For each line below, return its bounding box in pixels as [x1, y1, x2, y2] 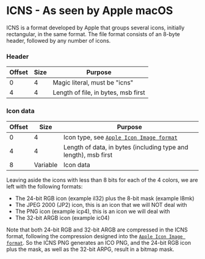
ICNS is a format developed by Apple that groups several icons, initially [6, 24, 185, 31]
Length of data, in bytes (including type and [63, 143, 189, 151]
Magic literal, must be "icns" [52, 78, 134, 87]
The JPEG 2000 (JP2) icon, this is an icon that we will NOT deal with [15, 201, 187, 208]
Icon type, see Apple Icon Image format [63, 133, 178, 141]
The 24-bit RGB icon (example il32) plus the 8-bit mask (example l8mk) [15, 194, 195, 202]
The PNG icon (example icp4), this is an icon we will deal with [15, 208, 170, 215]
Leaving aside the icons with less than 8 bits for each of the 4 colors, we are [6, 176, 198, 184]
